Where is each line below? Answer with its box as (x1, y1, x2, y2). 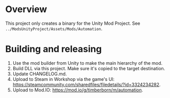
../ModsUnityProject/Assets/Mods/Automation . (5, 25, 103, 31)
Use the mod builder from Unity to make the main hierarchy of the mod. (12, 60, 163, 66)
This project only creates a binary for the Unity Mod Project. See (5, 20, 140, 26)
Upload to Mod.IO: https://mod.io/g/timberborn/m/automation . (12, 87, 144, 93)
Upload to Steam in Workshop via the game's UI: (12, 76, 115, 82)
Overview (5, 4, 47, 15)
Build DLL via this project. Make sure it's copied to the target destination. (12, 65, 165, 71)
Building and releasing (5, 43, 102, 55)
